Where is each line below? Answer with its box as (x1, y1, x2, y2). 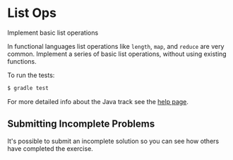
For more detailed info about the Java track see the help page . (7, 97, 189, 105)
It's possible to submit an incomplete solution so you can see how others (7, 137, 220, 145)
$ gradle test (7, 84, 49, 91)
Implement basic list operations (7, 28, 99, 37)
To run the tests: (7, 71, 55, 79)
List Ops (7, 5, 56, 21)
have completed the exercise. (7, 144, 93, 153)
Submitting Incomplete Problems (7, 118, 155, 130)
